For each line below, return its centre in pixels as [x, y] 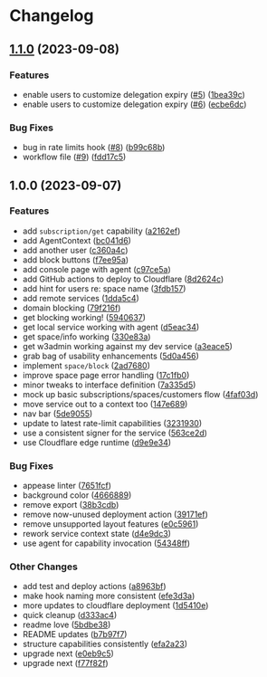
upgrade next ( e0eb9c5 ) [68, 653]
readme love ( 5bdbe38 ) [67, 625]
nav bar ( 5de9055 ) [57, 414]
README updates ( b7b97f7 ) [75, 634]
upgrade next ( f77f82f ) [65, 663]
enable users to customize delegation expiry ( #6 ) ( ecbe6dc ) [134, 104]
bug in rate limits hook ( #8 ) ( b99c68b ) [94, 148]
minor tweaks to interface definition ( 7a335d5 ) [109, 385]
